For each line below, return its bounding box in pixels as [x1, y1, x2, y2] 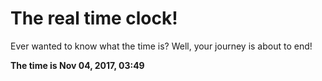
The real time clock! [10, 7, 178, 30]
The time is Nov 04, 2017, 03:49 [10, 59, 145, 71]
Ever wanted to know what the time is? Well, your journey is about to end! [10, 40, 313, 52]
